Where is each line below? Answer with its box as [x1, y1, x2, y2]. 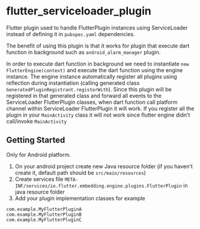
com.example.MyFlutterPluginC [6, 216, 82, 223]
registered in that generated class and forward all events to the [6, 92, 162, 99]
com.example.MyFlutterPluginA [6, 206, 82, 212]
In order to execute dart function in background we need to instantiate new [6, 60, 189, 67]
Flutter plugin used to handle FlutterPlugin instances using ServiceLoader [6, 24, 188, 31]
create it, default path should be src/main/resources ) [14, 169, 146, 176]
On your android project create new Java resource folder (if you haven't [14, 162, 193, 169]
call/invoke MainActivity [6, 117, 67, 124]
